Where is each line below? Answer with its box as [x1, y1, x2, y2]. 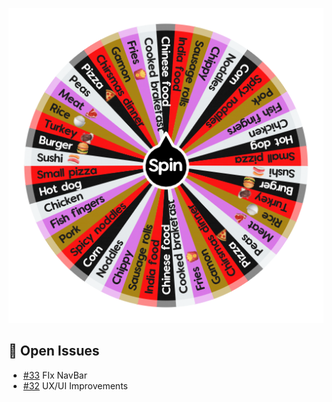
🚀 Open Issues [8, 343, 100, 360]
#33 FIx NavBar [22, 369, 88, 381]
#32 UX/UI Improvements [22, 379, 128, 392]
